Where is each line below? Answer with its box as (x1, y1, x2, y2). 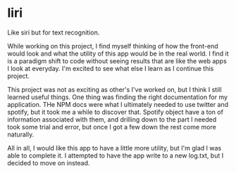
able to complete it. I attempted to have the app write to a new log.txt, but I (7, 151, 224, 160)
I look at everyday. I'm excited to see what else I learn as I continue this (7, 64, 214, 72)
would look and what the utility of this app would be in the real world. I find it (7, 49, 229, 58)
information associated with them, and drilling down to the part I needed (7, 115, 217, 124)
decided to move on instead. (7, 158, 90, 167)
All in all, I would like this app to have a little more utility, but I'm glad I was (7, 143, 222, 152)
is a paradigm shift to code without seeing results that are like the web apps (7, 56, 227, 65)
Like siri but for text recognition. (7, 28, 100, 37)
